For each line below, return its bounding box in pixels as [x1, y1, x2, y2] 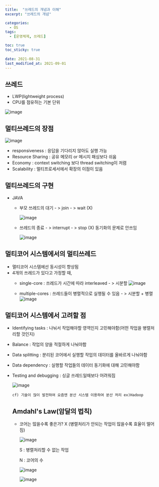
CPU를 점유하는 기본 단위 [12, 99, 61, 105]
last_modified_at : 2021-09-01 [5, 61, 67, 66]
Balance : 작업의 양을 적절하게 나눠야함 [12, 342, 87, 348]
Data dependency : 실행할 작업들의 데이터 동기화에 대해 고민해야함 [12, 362, 140, 368]
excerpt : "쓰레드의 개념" [5, 12, 52, 17]
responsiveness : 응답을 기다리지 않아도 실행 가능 [12, 148, 107, 154]
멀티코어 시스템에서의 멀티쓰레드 [5, 250, 96, 258]
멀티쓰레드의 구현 [5, 181, 54, 190]
